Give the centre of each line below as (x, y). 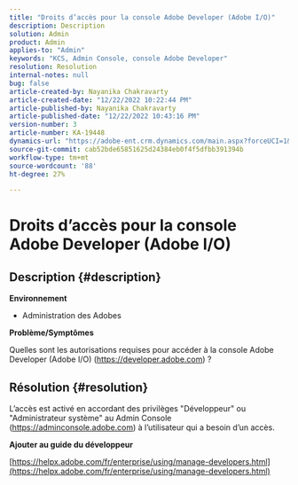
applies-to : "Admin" (47, 51)
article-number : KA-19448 (57, 133)
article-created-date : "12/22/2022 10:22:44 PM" (101, 100)
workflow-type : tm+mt (49, 157)
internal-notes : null (49, 75)
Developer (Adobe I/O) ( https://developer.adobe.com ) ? (110, 359)
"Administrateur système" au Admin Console (90, 419)
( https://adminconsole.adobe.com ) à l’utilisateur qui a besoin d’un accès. (142, 427)
